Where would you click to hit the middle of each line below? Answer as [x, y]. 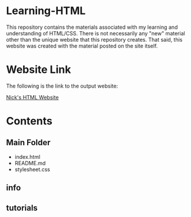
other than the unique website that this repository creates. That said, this [94, 39]
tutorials [22, 208]
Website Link [39, 70]
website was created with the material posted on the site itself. [82, 46]
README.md [30, 163]
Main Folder [29, 143]
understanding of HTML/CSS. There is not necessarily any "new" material [96, 33]
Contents [29, 121]
